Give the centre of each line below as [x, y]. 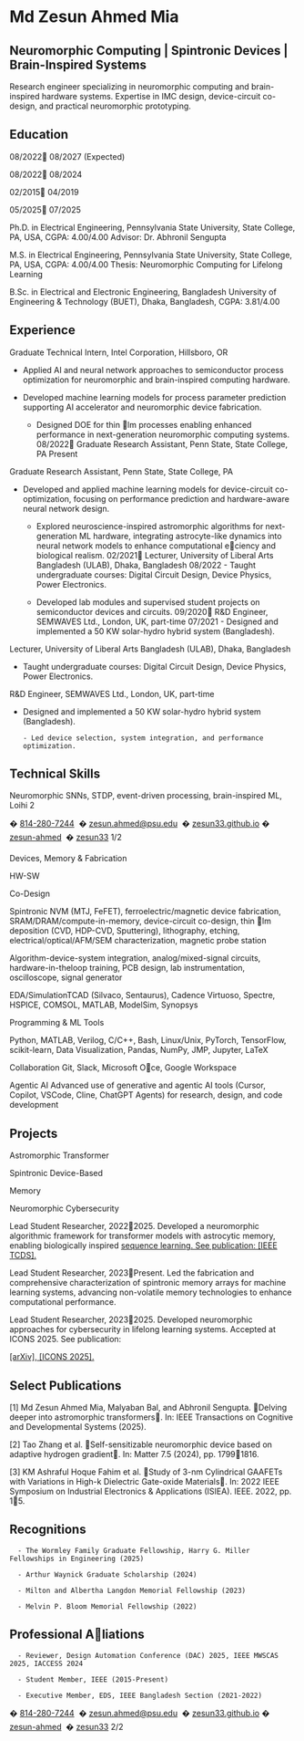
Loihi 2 [22, 806]
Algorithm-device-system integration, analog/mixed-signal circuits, [135, 958]
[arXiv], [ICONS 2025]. [52, 1357]
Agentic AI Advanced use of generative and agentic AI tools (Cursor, [137, 1085]
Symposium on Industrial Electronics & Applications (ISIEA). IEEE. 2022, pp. [151, 1491]
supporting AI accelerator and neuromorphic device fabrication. [142, 407]
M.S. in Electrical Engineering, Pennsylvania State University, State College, [151, 255]
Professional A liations [77, 1635]
